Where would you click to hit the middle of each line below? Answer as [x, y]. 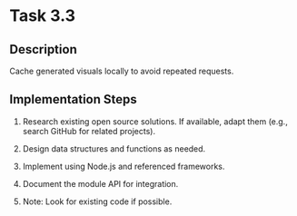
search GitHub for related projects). [89, 131]
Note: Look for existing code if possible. [97, 201]
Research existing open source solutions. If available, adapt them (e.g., [155, 121]
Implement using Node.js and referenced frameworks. [124, 166]
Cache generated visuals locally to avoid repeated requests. [122, 71]
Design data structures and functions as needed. [114, 148]
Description [43, 49]
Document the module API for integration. [100, 183]
